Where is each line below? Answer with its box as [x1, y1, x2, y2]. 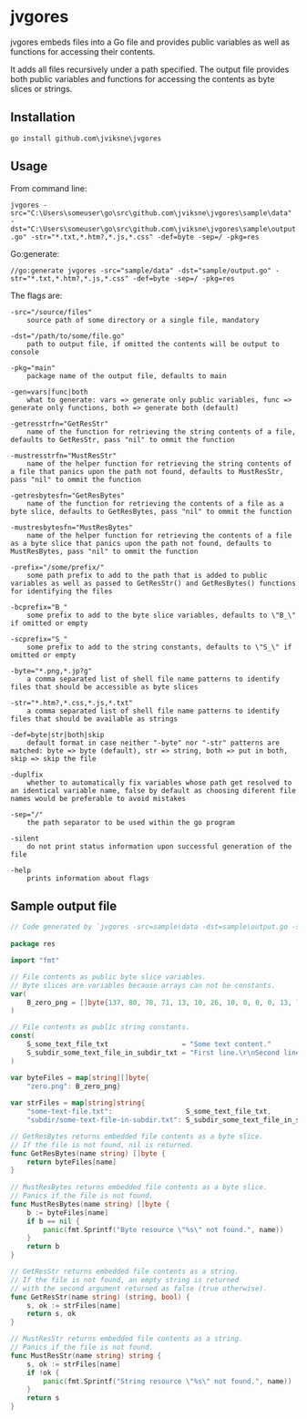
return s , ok [26, 1310, 77, 1319]
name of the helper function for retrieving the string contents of [26, 458, 292, 468]
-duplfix [10, 770, 44, 779]
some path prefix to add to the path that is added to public [26, 571, 268, 580]
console [10, 347, 40, 356]
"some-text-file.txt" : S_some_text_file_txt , [26, 1107, 272, 1116]
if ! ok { [26, 1368, 60, 1377]
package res [10, 940, 56, 949]
